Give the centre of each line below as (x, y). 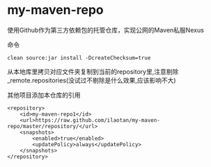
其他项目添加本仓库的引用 (44, 95)
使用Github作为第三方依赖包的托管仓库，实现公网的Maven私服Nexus (105, 30)
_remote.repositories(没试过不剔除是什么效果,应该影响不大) (92, 80)
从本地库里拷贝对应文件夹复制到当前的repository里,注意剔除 (93, 71)
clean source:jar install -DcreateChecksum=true (79, 58)
